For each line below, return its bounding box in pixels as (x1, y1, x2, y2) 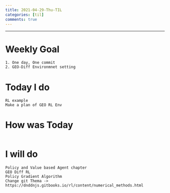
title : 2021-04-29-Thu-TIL (5, 7, 62, 13)
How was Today (5, 120, 73, 131)
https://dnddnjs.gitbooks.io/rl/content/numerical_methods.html (5, 183, 144, 188)
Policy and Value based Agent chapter (5, 165, 87, 170)
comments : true (5, 17, 37, 22)
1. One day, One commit (5, 60, 56, 65)
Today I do (5, 82, 50, 93)
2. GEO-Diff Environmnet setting (5, 64, 76, 70)
